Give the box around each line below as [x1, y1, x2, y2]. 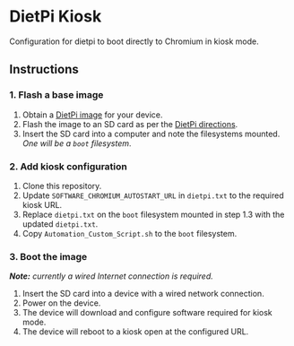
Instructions [9, 62, 79, 77]
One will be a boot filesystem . [22, 137, 132, 149]
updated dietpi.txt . [22, 218, 99, 229]
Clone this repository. [22, 180, 102, 191]
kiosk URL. [22, 199, 63, 210]
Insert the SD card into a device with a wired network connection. [22, 289, 264, 299]
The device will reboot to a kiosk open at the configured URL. [22, 326, 249, 337]
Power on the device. [22, 298, 101, 308]
